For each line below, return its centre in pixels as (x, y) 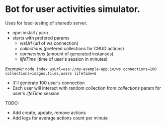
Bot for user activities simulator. (73, 9)
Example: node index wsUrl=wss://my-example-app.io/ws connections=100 (81, 69)
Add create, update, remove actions (49, 113)
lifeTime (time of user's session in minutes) (64, 59)
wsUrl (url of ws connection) (49, 43)
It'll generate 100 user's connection (48, 83)
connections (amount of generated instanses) (67, 54)
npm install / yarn (30, 32)
